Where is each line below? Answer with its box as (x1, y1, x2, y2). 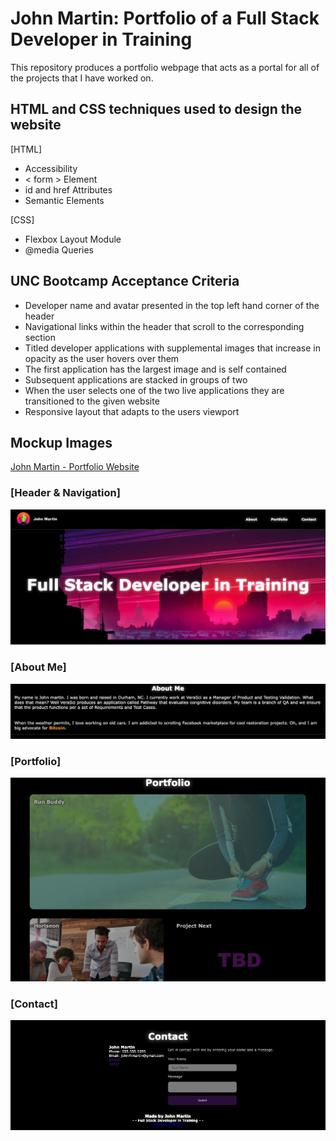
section (24, 331, 56, 343)
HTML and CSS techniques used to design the (10, 101, 303, 118)
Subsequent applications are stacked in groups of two (24, 373, 248, 386)
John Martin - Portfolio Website (10, 461, 140, 473)
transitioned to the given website (24, 395, 160, 407)
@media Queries (24, 243, 95, 256)
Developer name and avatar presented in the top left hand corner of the (24, 299, 320, 311)
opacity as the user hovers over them (24, 352, 180, 364)
